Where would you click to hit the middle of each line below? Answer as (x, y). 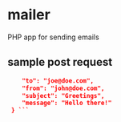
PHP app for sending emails (53, 37)
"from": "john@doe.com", (63, 88)
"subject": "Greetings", (63, 96)
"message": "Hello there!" (67, 103)
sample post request (60, 62)
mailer (29, 15)
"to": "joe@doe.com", (58, 81)
